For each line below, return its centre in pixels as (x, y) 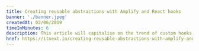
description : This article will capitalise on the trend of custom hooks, (100, 33)
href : (13, 39)
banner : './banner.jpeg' (37, 17)
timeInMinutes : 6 (28, 28)
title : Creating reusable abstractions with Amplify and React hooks (94, 11)
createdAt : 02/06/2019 (34, 22)
